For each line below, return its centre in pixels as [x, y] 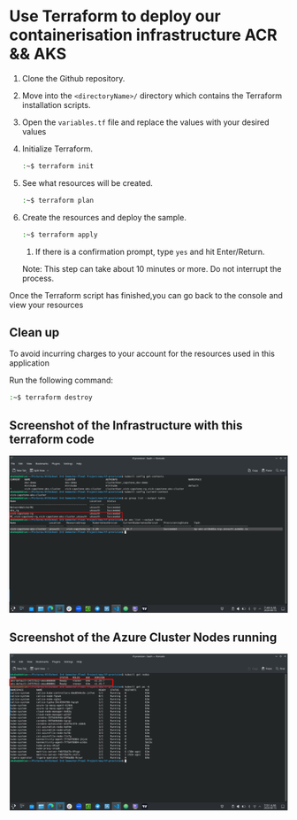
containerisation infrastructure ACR [143, 35]
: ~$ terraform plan [58, 200]
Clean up [34, 333]
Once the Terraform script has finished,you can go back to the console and [146, 295]
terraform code [52, 439]
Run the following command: [61, 380]
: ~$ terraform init [58, 166]
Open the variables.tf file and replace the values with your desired [145, 122]
